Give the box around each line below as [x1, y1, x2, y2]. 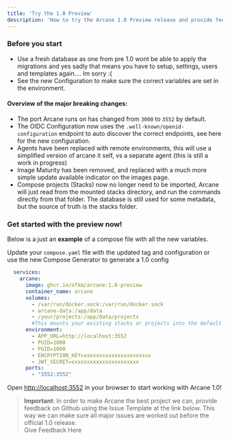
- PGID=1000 [31, 345, 66, 352]
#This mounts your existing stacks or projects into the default [31, 320, 222, 327]
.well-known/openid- [125, 124, 185, 130]
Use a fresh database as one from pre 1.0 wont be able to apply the [16, 54, 207, 62]
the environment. [16, 84, 66, 92]
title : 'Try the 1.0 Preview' [7, 10, 94, 17]
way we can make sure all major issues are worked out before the [23, 411, 209, 419]
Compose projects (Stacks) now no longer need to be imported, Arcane [16, 181, 219, 189]
